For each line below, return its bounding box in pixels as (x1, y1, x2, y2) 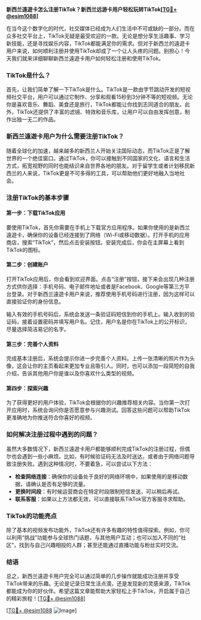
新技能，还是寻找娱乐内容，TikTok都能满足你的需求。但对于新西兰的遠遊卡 (6, 40, 190, 47)
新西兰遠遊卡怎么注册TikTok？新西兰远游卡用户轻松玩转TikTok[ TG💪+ (6, 6, 178, 13)
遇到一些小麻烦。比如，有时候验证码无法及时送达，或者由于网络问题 (22, 452, 190, 460)
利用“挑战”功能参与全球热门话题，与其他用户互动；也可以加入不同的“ (11, 534, 181, 541)
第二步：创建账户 (6, 261, 48, 268)
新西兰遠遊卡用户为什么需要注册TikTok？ (6, 132, 124, 141)
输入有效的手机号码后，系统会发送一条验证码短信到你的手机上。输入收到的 (6, 311, 190, 318)
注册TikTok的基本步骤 (6, 193, 69, 202)
